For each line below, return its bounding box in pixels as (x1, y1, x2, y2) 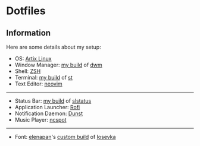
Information (6, 28, 51, 38)
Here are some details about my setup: (6, 43, 101, 50)
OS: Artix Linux (14, 55, 52, 62)
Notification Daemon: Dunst (14, 110, 83, 117)
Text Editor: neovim (14, 80, 62, 87)
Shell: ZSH (14, 68, 41, 75)
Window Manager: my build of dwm (14, 61, 102, 68)
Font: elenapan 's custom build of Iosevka (14, 134, 116, 140)
